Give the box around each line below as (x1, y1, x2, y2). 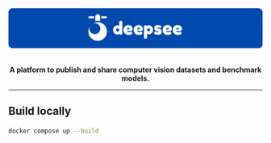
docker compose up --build (8, 127, 99, 135)
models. (121, 73, 150, 83)
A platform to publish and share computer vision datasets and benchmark (9, 65, 262, 74)
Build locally (8, 104, 72, 118)
